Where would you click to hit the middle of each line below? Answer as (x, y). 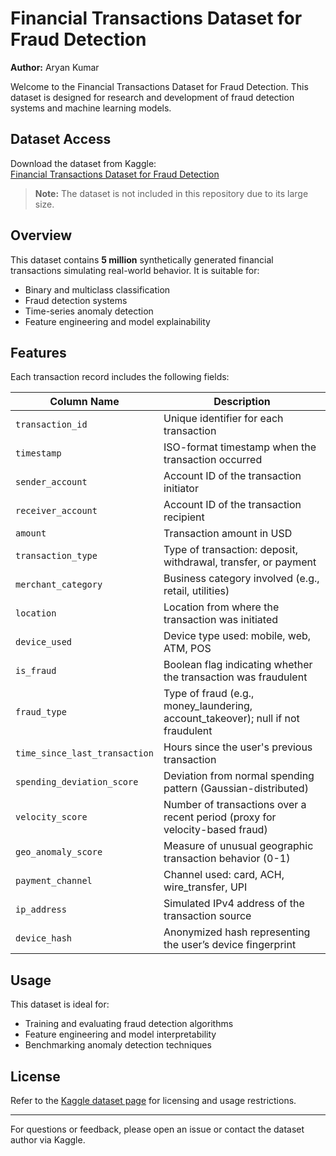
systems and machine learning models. (91, 108)
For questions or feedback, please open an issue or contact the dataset (157, 1129)
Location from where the (221, 607)
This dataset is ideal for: (60, 1004)
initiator (181, 489)
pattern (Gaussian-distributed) (236, 789)
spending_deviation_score (77, 782)
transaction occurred (213, 460)
